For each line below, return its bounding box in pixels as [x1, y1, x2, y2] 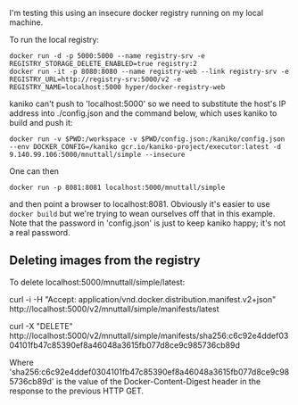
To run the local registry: [9, 35, 100, 45]
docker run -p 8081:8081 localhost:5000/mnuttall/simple [9, 183, 226, 192]
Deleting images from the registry [9, 253, 201, 269]
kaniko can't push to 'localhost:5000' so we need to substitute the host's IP [9, 98, 286, 109]
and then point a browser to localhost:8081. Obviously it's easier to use [9, 199, 270, 209]
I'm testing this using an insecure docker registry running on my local [9, 8, 264, 18]
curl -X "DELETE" [9, 320, 73, 331]
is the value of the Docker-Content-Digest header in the [55, 376, 261, 386]
